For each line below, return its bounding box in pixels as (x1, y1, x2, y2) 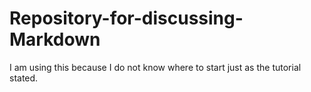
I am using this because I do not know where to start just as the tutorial (9, 61, 302, 73)
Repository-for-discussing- (9, 7, 244, 30)
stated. (9, 72, 39, 84)
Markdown (9, 28, 101, 51)
